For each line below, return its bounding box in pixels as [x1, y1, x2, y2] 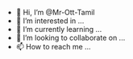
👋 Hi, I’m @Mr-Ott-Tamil [15, 8, 95, 17]
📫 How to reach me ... [15, 42, 91, 51]
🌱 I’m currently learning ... [15, 25, 102, 33]
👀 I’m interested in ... [15, 16, 85, 26]
